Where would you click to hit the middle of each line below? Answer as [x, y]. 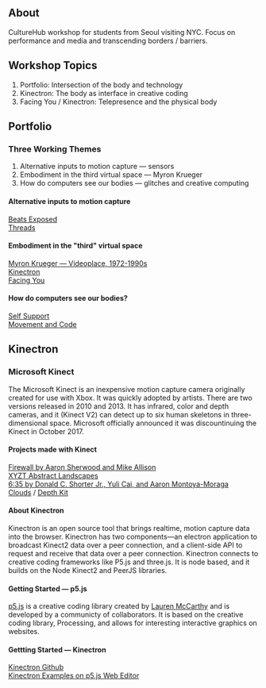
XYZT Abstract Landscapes [53, 475]
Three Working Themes [55, 148]
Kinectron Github [36, 667]
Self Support [29, 316]
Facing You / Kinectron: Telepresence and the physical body [118, 102]
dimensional [28, 423]
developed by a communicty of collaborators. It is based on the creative [126, 615]
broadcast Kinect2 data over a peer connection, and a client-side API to [125, 545]
